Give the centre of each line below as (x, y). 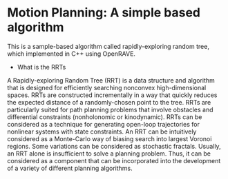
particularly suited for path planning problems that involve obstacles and (110, 109)
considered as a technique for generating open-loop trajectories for (104, 124)
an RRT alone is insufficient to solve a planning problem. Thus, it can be (109, 154)
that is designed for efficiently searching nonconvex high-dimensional (107, 87)
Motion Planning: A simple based (104, 13)
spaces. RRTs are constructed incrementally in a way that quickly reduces (112, 95)
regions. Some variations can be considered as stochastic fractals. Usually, (114, 146)
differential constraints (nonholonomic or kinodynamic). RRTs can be (105, 117)
